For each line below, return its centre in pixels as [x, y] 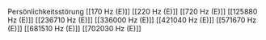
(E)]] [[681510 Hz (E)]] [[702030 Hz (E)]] [75, 28]
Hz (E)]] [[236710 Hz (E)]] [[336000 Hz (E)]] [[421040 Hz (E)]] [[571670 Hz [132, 20]
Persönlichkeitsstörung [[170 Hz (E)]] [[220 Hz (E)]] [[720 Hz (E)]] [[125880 [133, 12]
